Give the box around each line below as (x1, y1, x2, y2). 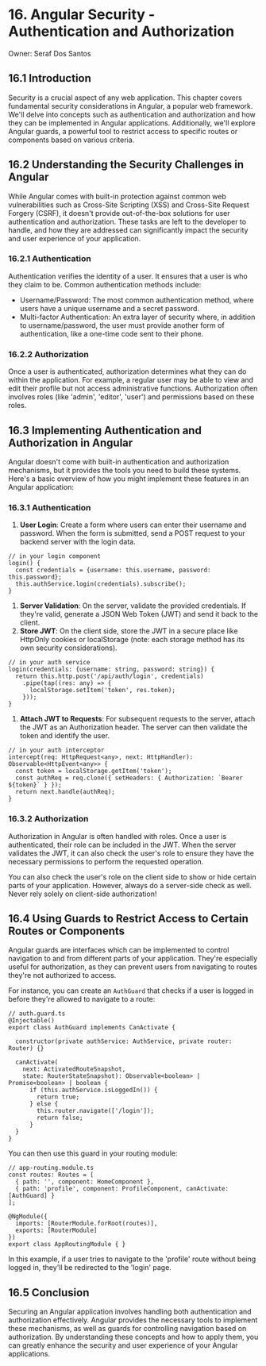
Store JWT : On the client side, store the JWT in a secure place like (19, 626, 238, 636)
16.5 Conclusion (8, 1286, 90, 1299)
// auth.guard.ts (8, 1010, 66, 1018)
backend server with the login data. (19, 537, 137, 547)
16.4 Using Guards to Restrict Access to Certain (8, 911, 249, 925)
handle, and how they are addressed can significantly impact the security (8, 225, 249, 235)
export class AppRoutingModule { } (8, 1241, 126, 1249)
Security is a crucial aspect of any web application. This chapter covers (8, 93, 242, 102)
